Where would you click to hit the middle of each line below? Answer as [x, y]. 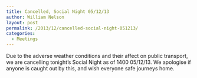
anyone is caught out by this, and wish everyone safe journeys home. [91, 68]
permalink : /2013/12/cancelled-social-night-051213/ [72, 28]
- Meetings [25, 39]
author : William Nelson [35, 17]
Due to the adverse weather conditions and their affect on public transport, [97, 56]
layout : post [22, 22]
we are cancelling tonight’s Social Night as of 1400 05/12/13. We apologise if [99, 62]
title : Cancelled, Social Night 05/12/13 [58, 12]
